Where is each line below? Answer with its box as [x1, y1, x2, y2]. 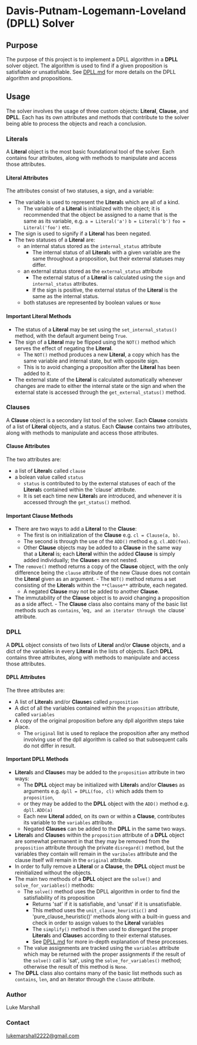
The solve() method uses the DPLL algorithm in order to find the [23, 887, 181, 895]
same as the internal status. [32, 293, 99, 300]
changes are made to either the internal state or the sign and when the [14, 382, 186, 389]
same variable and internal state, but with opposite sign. [23, 357, 159, 364]
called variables [14, 710, 55, 718]
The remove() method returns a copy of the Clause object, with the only [14, 563, 189, 570]
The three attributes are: [6, 687, 65, 694]
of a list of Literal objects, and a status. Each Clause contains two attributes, [6, 423, 192, 430]
